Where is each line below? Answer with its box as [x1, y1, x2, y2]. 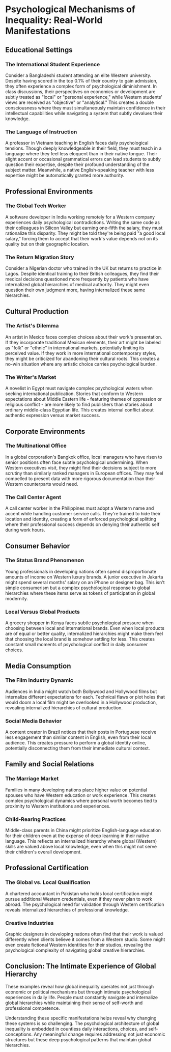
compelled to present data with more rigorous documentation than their [5, 475, 155, 482]
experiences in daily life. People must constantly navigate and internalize [5, 994, 158, 1000]
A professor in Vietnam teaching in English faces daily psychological [5, 140, 149, 146]
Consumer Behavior [5, 541, 70, 550]
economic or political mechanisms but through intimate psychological [5, 989, 151, 995]
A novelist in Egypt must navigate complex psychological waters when [5, 385, 153, 392]
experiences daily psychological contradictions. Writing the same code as [5, 219, 160, 225]
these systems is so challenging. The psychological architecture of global [5, 1020, 159, 1027]
